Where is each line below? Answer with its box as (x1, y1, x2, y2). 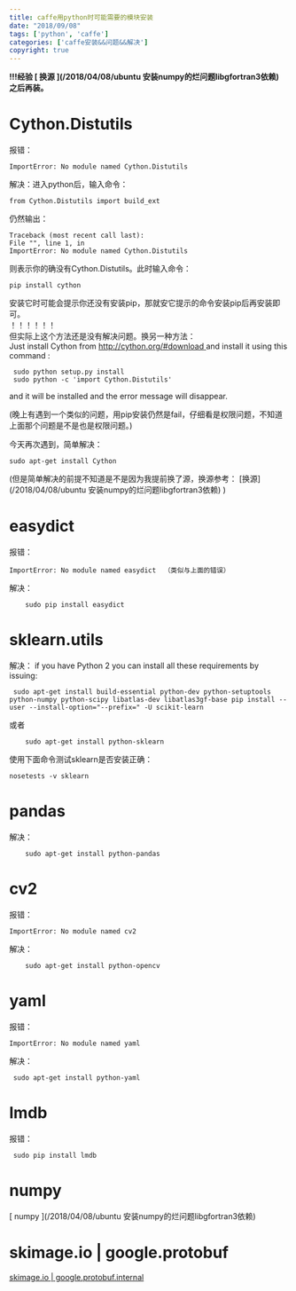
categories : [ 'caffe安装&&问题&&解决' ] (9, 37, 149, 47)
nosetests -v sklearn (9, 771, 90, 781)
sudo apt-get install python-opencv (25, 961, 161, 970)
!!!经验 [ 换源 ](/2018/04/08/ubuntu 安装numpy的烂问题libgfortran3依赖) (9, 72, 279, 83)
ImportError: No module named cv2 (9, 926, 137, 936)
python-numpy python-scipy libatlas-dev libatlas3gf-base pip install (9, 695, 276, 704)
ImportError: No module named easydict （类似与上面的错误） (9, 566, 230, 575)
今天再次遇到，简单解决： (9, 439, 103, 450)
